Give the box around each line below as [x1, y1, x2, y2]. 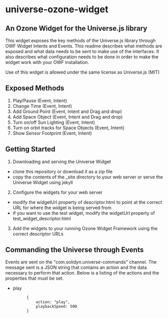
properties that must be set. [5, 275, 64, 282]
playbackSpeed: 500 [35, 304, 78, 309]
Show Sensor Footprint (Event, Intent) [12, 130, 92, 136]
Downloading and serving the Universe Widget [12, 158, 111, 165]
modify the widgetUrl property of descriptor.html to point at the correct [12, 199, 162, 205]
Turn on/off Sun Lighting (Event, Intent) [12, 119, 95, 125]
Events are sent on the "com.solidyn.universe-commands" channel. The [5, 259, 157, 265]
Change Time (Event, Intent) [12, 103, 73, 109]
